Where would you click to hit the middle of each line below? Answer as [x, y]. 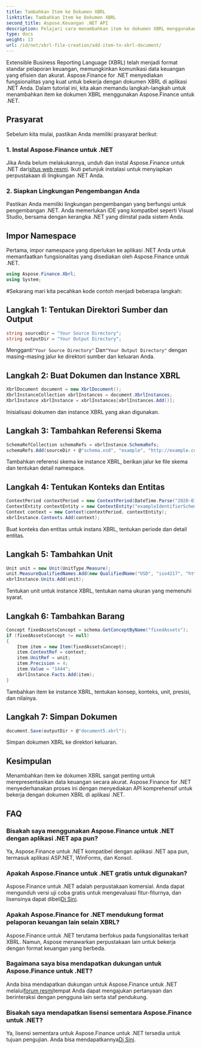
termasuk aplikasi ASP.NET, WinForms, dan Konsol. [69, 857]
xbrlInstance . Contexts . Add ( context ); [53, 517]
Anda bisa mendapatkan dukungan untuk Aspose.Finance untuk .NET [92, 984]
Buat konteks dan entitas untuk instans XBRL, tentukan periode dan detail [97, 529]
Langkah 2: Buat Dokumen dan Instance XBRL [93, 375]
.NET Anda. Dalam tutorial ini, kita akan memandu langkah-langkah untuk [96, 88]
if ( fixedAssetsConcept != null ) [48, 635]
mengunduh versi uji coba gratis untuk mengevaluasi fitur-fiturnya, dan [94, 893]
